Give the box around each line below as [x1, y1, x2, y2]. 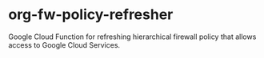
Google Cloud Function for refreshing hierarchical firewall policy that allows [8, 32, 257, 41]
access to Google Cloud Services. [8, 40, 121, 49]
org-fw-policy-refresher [8, 6, 174, 24]
